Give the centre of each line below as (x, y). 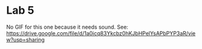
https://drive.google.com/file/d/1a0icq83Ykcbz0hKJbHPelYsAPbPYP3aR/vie (101, 33)
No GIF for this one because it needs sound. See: (67, 27)
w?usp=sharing (26, 39)
